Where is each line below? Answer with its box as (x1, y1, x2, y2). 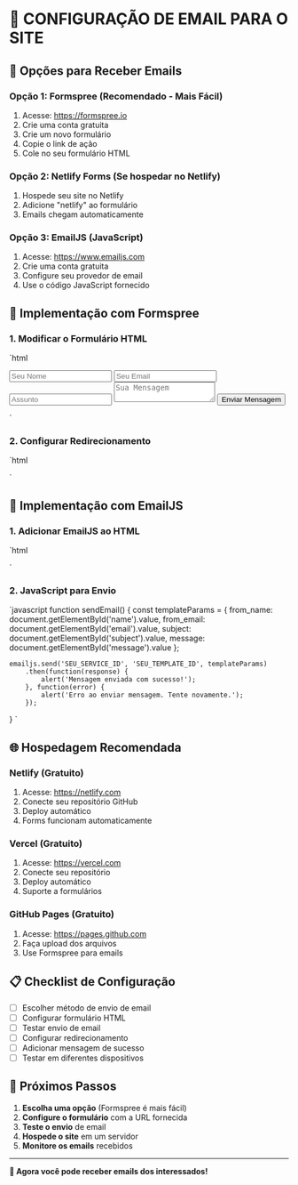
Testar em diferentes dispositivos (21, 1052, 145, 1063)
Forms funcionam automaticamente (21, 815, 153, 826)
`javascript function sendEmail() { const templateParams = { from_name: (9, 605, 273, 616)
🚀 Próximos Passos (9, 1079, 117, 1094)
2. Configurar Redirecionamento (9, 435, 152, 447)
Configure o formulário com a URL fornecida (21, 1112, 188, 1123)
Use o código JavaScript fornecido (21, 280, 150, 291)
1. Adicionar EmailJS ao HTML (9, 525, 140, 537)
